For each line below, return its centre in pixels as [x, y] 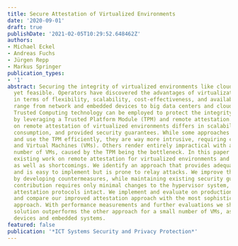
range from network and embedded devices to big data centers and [114, 106]
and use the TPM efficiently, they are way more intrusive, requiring [120, 139]
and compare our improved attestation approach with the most [107, 199]
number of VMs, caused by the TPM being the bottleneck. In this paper [122, 152]
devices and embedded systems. [60, 218]
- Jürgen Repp [28, 60]
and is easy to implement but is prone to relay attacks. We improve [118, 172]
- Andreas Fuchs [31, 54]
